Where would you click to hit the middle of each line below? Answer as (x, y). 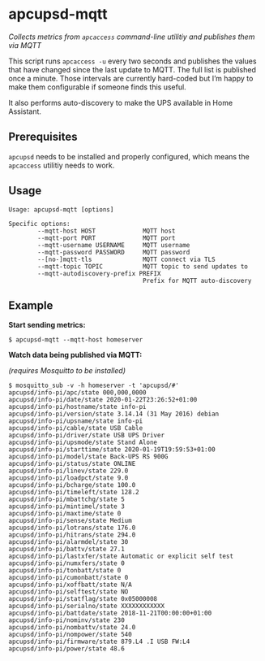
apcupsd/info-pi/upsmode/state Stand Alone (83, 443)
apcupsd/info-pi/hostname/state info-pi (78, 407)
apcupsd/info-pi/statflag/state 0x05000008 (83, 599)
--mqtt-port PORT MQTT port (107, 238)
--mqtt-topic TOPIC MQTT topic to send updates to (143, 266)
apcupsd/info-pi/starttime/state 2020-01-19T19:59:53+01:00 (112, 450)
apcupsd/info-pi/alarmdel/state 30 (68, 542)
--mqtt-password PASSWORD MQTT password (114, 252)
